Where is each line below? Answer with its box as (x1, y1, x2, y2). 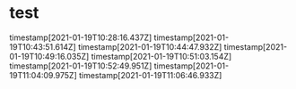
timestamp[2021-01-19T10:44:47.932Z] (77, 41, 222, 52)
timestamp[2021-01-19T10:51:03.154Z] (91, 51, 232, 61)
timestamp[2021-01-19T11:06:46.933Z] (79, 69, 222, 80)
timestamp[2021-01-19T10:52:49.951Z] (9, 61, 152, 71)
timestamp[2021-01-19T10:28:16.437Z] (9, 32, 152, 43)
